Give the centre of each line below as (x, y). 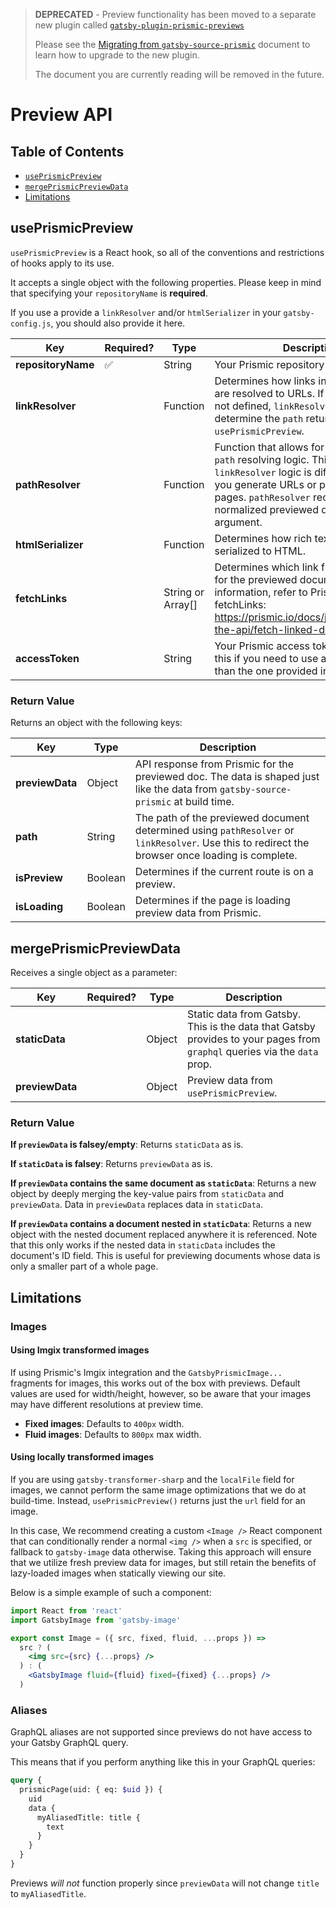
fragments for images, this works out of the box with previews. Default (155, 1383)
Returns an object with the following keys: (96, 723)
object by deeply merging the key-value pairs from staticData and (147, 1194)
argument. (238, 522)
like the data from (176, 789)
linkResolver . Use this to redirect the (222, 843)
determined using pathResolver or (214, 831)
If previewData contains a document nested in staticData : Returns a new (161, 1224)
